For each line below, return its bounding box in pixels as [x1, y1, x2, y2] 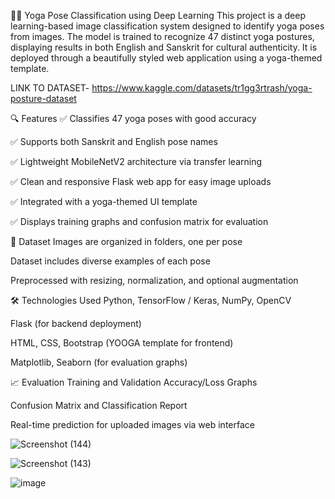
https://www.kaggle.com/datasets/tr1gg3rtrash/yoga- [91, 82, 313, 94]
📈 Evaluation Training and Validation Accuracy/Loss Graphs [10, 376, 258, 388]
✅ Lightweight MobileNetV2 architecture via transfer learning [10, 156, 263, 167]
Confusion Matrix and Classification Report [10, 400, 188, 411]
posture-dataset [10, 93, 77, 104]
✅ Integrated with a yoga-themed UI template [10, 196, 198, 207]
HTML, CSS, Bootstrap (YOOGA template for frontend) [10, 337, 234, 349]
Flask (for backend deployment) [10, 318, 142, 329]
